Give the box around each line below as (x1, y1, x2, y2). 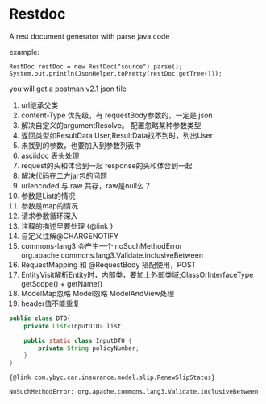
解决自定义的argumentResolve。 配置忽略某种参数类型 (20, 120, 202, 130)
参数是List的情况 (20, 191, 76, 200)
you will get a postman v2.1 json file (9, 84, 127, 93)
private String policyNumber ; (38, 344, 139, 352)
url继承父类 (20, 100, 59, 109)
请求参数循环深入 (20, 211, 78, 221)
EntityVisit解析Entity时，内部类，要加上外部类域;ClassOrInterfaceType (20, 270, 254, 279)
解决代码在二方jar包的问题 (20, 171, 108, 180)
